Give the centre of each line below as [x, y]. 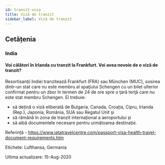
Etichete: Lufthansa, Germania [36, 147]
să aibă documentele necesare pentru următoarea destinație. [75, 123]
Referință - [16, 132]
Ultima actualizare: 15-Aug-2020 [38, 157]
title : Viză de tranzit [30, 14]
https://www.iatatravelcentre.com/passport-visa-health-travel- [92, 132]
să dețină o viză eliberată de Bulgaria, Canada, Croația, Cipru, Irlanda [83, 107]
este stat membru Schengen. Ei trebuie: [45, 97]
